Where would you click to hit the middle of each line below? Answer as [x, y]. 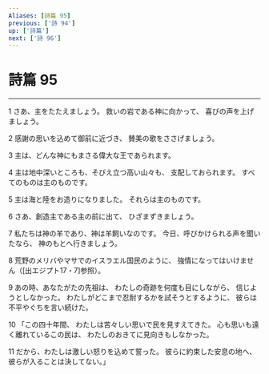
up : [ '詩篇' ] [29, 30]
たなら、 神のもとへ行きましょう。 [65, 243]
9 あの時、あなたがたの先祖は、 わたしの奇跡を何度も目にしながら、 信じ [129, 288]
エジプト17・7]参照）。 [68, 271]
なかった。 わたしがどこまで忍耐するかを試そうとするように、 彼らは [143, 298]
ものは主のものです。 [57, 183]
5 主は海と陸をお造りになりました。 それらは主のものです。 [107, 199]
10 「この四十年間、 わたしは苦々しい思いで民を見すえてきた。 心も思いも [130, 324]
